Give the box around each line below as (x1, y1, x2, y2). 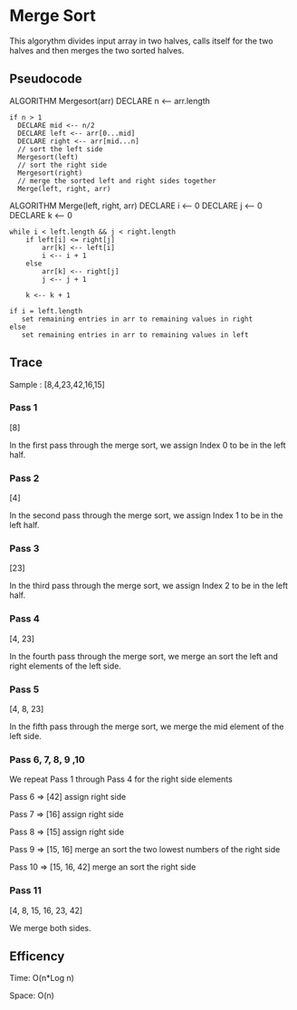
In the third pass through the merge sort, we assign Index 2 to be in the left (9, 581, 288, 592)
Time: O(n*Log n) (9, 973, 75, 984)
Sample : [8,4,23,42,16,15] (9, 379, 106, 390)
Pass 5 (9, 683, 40, 696)
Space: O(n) (9, 990, 54, 1001)
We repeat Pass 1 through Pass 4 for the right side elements (9, 774, 233, 784)
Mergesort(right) (17, 168, 83, 178)
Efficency (9, 948, 65, 965)
